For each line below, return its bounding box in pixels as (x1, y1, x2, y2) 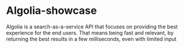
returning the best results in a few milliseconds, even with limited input (6, 35, 177, 42)
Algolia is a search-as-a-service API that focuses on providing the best (6, 23, 178, 30)
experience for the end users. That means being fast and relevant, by (6, 29, 174, 36)
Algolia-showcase (6, 4, 97, 17)
